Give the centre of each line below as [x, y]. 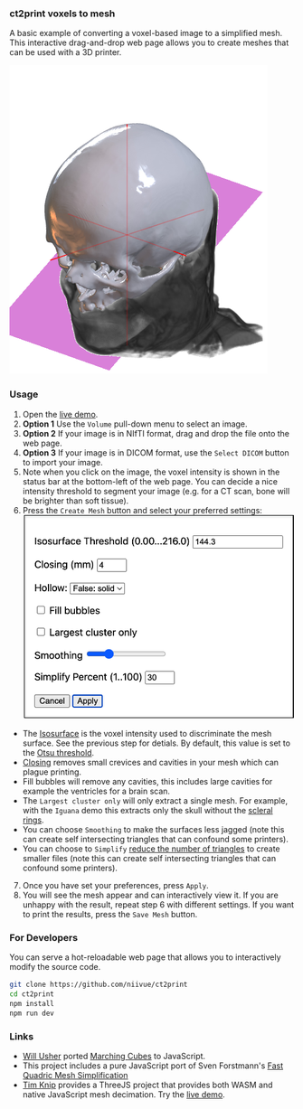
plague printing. [52, 772]
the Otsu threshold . [58, 753]
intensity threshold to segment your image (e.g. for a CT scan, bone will [156, 491]
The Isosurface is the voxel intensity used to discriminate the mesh [147, 734]
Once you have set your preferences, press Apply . [116, 886]
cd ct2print [32, 994]
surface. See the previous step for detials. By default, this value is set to [156, 743]
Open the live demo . [60, 414]
